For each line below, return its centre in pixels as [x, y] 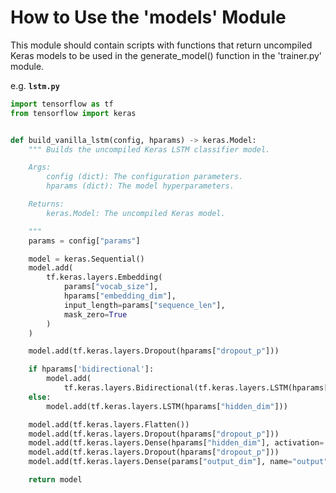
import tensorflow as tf [62, 104]
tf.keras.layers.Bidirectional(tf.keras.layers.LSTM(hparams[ [196, 388]
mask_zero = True [95, 314]
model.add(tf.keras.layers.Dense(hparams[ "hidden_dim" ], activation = [176, 443]
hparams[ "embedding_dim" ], [120, 296]
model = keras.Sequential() [86, 259]
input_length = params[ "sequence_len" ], [144, 305]
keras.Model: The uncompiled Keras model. [136, 213]
